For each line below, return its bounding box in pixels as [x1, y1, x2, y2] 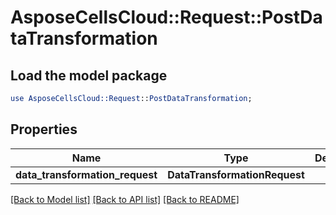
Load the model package [10, 67, 168, 84]
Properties [10, 121, 78, 138]
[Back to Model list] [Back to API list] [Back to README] [10, 193, 240, 205]
